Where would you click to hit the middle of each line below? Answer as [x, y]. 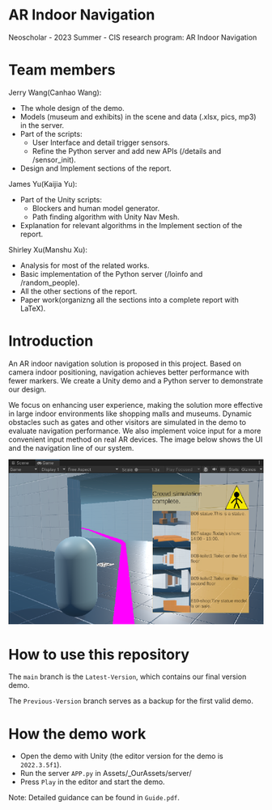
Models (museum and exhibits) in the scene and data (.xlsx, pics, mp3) [138, 117]
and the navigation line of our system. [71, 447]
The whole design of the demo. [72, 108]
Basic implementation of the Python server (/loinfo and [111, 274]
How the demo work [77, 734]
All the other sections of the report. [79, 291]
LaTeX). [33, 308]
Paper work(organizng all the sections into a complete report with [129, 299]
